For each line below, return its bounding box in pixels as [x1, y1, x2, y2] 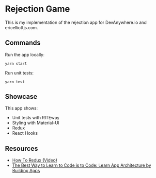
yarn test [5, 79, 25, 84]
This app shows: [5, 106, 38, 111]
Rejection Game [5, 3, 70, 15]
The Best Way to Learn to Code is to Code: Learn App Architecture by [12, 162, 152, 168]
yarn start [5, 61, 27, 66]
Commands [5, 39, 41, 47]
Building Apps [12, 168, 40, 174]
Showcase [5, 92, 38, 101]
